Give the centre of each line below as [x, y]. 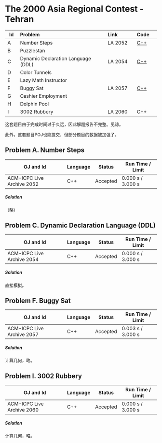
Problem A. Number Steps [45, 150]
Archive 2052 [23, 184]
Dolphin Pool [34, 104]
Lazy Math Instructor [44, 80]
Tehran [20, 19]
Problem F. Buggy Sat [38, 300]
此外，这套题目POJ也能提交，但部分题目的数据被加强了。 [62, 135]
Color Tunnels [36, 72]
